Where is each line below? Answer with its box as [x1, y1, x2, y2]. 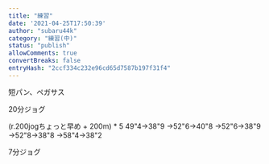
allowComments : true [8, 49, 78, 57]
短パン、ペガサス [8, 87, 65, 96]
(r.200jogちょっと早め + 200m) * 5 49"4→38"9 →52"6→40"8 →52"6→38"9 [8, 121, 262, 131]
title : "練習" [8, 11, 54, 20]
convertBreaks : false [8, 57, 81, 65]
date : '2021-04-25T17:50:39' [8, 19, 106, 27]
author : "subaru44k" [8, 27, 78, 35]
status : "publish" [8, 42, 70, 50]
